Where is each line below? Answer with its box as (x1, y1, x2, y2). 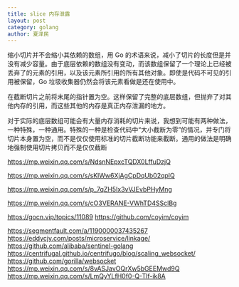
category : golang (7, 24, 59, 31)
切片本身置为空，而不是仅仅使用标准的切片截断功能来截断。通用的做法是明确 (7, 135, 232, 143)
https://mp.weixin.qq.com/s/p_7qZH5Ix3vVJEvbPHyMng (7, 185, 173, 194)
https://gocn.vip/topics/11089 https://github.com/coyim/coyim (7, 213, 189, 221)
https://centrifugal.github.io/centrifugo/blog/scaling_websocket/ (7, 249, 196, 258)
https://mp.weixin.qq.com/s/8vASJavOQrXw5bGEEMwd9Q (7, 264, 180, 273)
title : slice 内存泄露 (7, 10, 70, 18)
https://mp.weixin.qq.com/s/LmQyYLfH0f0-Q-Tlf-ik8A (7, 272, 166, 281)
